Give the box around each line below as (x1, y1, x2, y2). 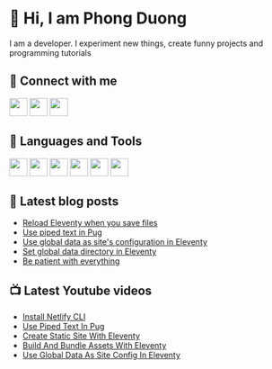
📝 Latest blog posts (9, 193, 119, 209)
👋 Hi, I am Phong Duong (9, 8, 188, 29)
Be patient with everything (22, 256, 120, 266)
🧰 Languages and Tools (9, 134, 143, 149)
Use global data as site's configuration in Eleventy (22, 237, 208, 247)
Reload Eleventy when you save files (22, 218, 159, 229)
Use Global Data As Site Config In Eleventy (22, 350, 181, 361)
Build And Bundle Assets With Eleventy (22, 340, 167, 351)
